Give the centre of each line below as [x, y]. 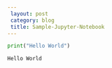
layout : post [29, 14]
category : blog [32, 20]
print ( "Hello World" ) [39, 46]
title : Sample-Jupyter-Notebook [57, 27]
